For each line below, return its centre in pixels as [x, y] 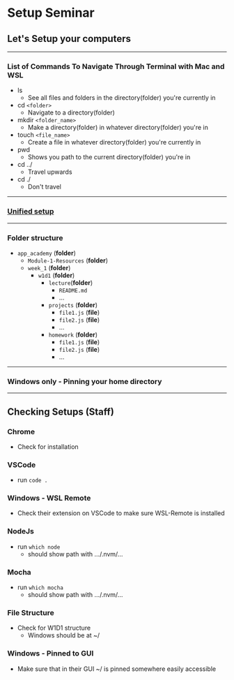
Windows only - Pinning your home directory [85, 381]
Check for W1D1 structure [54, 628]
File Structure [31, 612]
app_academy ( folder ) [47, 253]
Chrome [21, 431]
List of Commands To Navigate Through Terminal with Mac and [116, 66]
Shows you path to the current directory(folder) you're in [109, 157]
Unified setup [31, 212]
